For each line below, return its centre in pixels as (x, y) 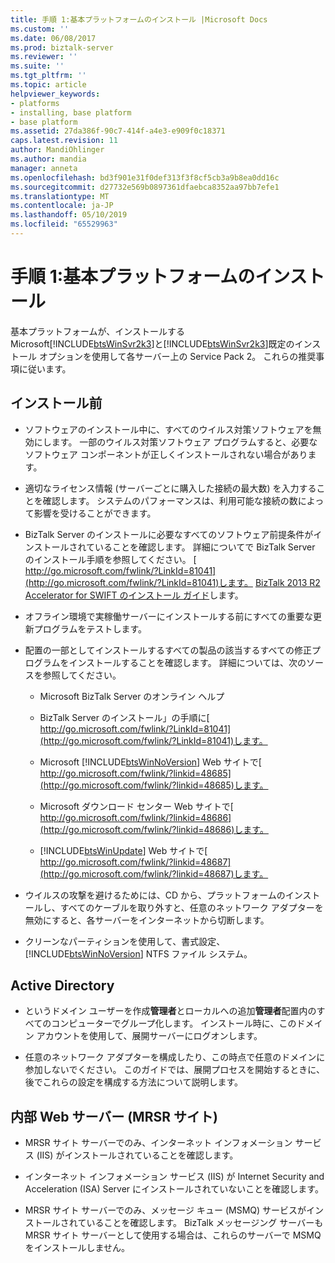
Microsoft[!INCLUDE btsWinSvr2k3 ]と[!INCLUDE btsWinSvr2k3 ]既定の (152, 343)
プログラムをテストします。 (90, 628)
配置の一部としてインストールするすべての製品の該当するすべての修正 (168, 650)
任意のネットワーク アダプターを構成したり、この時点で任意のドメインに (175, 1057)
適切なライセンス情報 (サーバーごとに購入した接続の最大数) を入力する (170, 488)
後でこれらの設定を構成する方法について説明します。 (133, 1082)
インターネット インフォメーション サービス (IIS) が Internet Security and (174, 1177)
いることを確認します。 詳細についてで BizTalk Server (205, 547)
